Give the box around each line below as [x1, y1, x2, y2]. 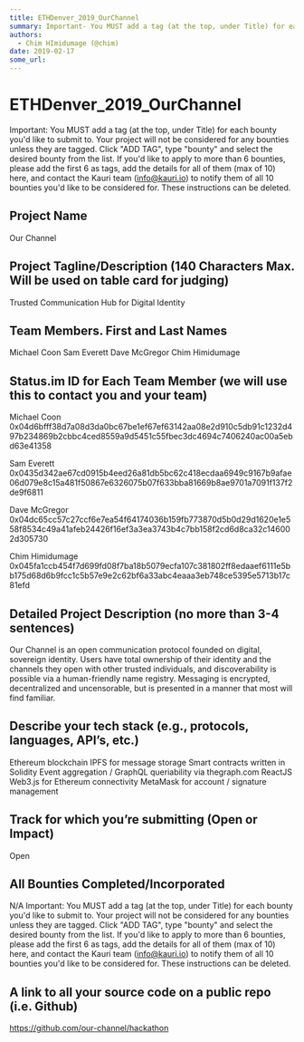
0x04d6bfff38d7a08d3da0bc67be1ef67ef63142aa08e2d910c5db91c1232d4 [9, 421, 293, 432]
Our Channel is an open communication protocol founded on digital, [9, 644, 262, 655]
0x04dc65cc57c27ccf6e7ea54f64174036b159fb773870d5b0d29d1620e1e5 [9, 514, 291, 526]
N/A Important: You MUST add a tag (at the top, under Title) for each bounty [9, 901, 294, 912]
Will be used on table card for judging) [9, 273, 229, 288]
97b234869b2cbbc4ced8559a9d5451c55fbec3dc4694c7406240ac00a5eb [9, 431, 294, 442]
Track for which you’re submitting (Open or [9, 812, 258, 827]
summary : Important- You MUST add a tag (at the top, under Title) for [9, 22, 285, 31]
